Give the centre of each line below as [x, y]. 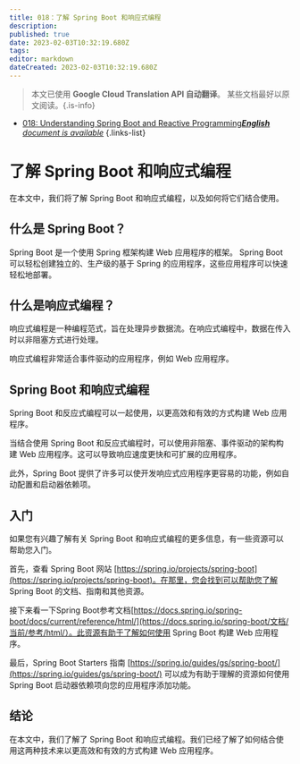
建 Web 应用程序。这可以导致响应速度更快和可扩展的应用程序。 [125, 454]
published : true [39, 34]
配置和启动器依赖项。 [56, 485]
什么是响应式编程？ [62, 306]
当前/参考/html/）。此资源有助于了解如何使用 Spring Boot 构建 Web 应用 [140, 632]
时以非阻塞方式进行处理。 [56, 340]
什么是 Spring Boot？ [68, 229]
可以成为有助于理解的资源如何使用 [227, 674]
